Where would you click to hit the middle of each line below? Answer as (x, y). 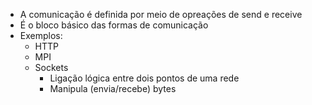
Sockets (51, 67)
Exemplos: (41, 35)
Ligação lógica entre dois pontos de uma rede (144, 78)
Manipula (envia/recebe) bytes (113, 88)
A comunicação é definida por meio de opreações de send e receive (161, 14)
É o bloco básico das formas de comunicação (114, 25)
